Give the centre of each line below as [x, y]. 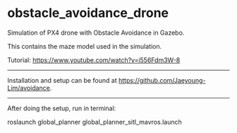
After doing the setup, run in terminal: [62, 108]
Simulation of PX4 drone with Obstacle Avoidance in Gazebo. [96, 33]
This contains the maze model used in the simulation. [85, 46]
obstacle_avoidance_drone [88, 13]
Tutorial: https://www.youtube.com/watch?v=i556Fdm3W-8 [94, 60]
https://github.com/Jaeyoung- [162, 80]
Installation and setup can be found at [62, 80]
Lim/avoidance [29, 88]
